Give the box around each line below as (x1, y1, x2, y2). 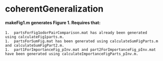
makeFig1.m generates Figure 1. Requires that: (5, 19, 101, 25)
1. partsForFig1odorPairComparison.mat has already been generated (5, 30, 147, 35)
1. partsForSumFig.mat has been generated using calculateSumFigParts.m (5, 39, 159, 44)
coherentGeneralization (5, 3, 103, 15)
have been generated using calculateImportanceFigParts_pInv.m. (5, 52, 139, 57)
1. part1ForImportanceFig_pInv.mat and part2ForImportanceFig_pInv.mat (5, 47, 156, 52)
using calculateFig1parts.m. (5, 35, 64, 40)
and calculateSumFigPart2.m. (5, 43, 64, 48)
